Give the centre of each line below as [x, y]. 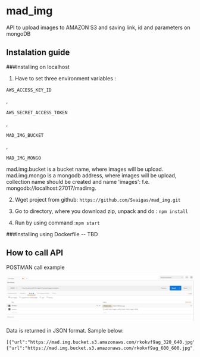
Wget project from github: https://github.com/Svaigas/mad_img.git [98, 199]
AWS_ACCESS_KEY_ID [29, 90]
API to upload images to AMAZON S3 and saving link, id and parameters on [98, 27]
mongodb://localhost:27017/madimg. [51, 188]
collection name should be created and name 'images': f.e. [78, 181]
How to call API [35, 253]
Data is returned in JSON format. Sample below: [65, 331]
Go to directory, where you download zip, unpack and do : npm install [101, 211]
